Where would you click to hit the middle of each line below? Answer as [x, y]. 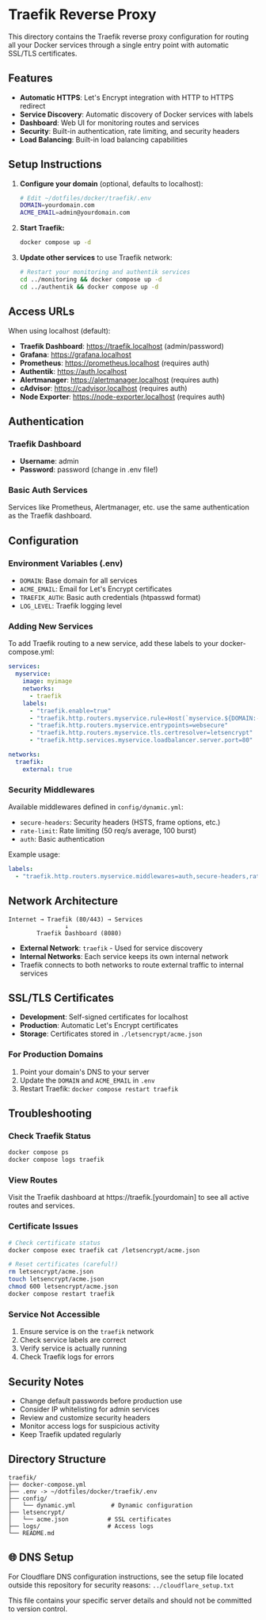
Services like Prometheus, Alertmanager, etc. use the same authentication [129, 507]
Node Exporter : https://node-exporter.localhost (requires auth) [122, 396]
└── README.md [32, 1533]
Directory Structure [57, 1460]
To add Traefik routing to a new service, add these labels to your [114, 644]
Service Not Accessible [54, 1314]
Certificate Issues [44, 1226]
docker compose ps [38, 1152]
